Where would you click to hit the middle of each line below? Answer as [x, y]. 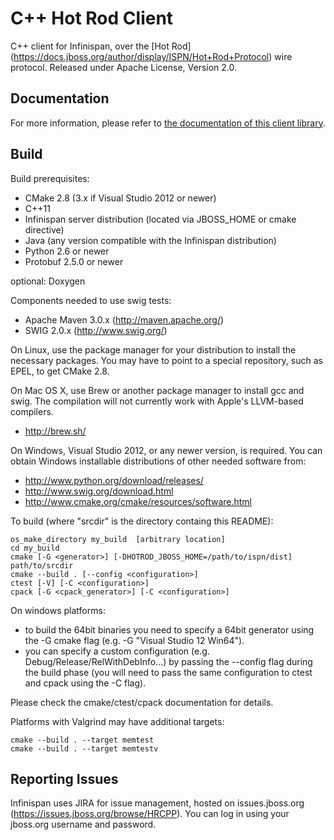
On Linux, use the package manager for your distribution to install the [153, 349]
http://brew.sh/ [55, 431]
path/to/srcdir [42, 565]
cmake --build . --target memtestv [84, 748]
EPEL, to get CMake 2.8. [60, 371]
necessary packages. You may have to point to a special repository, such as [166, 360]
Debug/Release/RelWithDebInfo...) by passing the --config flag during [168, 661]
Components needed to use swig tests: [91, 300]
